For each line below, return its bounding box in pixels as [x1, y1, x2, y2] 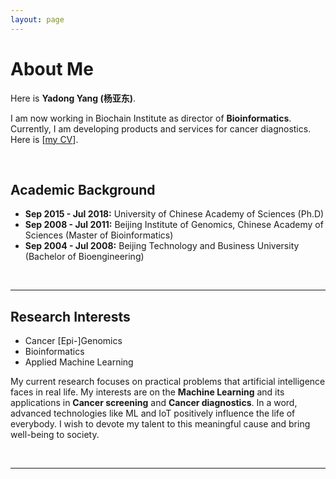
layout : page [10, 14, 65, 25]
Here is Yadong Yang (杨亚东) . [10, 92, 137, 104]
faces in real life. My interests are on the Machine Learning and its [10, 386, 285, 398]
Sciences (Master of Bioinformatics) [24, 229, 174, 241]
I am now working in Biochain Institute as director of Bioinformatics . [10, 112, 292, 124]
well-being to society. [10, 429, 100, 441]
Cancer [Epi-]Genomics [24, 335, 123, 347]
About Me [10, 57, 94, 80]
